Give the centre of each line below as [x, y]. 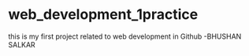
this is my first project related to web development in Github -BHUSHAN [125, 36]
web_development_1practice [103, 15]
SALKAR [22, 44]
